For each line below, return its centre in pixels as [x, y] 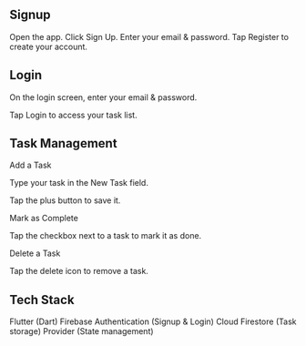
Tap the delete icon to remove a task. [79, 271]
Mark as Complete [44, 219]
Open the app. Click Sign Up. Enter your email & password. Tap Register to [149, 36]
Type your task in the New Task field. [79, 183]
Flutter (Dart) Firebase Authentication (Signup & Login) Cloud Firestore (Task [153, 321]
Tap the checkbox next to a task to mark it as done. [106, 236]
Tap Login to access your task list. [74, 115]
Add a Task [31, 165]
